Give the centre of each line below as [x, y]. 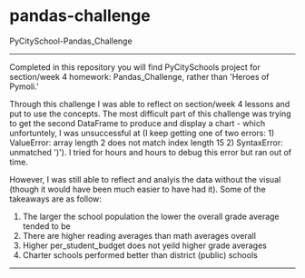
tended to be [46, 226]
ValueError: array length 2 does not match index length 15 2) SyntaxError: [146, 143]
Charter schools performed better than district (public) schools [140, 254]
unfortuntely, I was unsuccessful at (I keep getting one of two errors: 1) [142, 133]
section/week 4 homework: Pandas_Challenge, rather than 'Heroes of [139, 76]
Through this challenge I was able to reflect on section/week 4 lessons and [150, 104]
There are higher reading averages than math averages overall [139, 235]
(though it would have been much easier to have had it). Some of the [138, 189]
